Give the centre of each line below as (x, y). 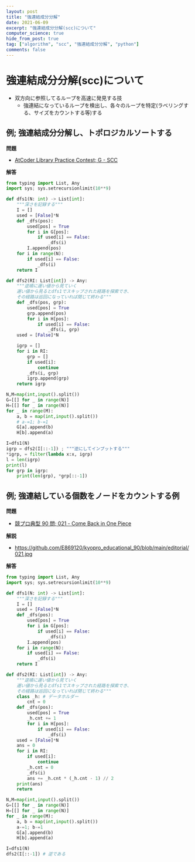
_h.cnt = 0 (40, 767)
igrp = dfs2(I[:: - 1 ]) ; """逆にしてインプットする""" (68, 449)
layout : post (22, 11)
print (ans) (30, 784)
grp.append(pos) (47, 313)
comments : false (26, 50)
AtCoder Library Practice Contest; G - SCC (66, 160)
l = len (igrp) (23, 459)
